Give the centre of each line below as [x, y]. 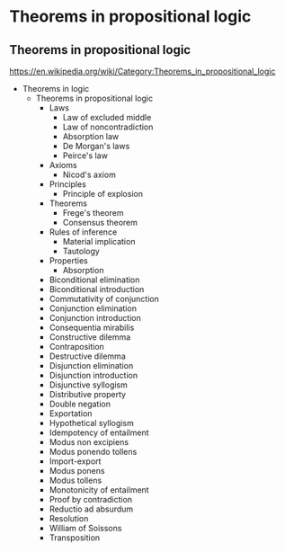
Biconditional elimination [94, 280]
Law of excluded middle [107, 117]
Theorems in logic [56, 89]
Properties [68, 261]
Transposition [75, 538]
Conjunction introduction [95, 318]
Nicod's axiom [89, 174]
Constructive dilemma [90, 337]
